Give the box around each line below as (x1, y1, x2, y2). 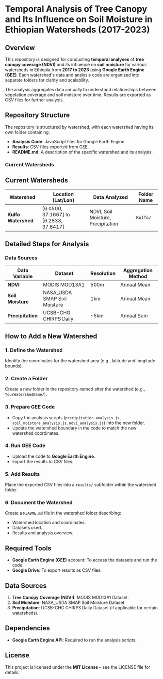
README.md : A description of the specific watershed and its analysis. (12, 149, 153, 155)
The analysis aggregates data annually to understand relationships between (5, 87, 157, 92)
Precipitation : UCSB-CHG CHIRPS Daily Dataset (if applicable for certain (12, 605, 158, 611)
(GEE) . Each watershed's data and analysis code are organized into (5, 72, 140, 78)
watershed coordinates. (12, 430, 60, 436)
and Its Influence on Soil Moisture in (5, 14, 153, 25)
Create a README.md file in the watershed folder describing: (5, 510, 121, 516)
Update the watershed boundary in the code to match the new (12, 425, 137, 431)
